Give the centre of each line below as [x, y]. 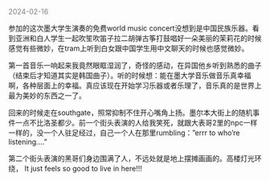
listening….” [28, 142]
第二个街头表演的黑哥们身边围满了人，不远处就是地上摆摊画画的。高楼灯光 [131, 158]
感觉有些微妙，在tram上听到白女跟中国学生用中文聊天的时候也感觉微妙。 [129, 48]
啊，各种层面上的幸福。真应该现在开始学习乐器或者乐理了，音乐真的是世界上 [135, 85]
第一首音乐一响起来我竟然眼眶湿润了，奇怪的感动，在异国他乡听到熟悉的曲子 [135, 65]
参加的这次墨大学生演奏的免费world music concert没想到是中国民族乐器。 [131, 28]
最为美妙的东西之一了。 [47, 95]
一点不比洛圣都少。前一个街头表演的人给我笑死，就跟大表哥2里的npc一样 [136, 123]
